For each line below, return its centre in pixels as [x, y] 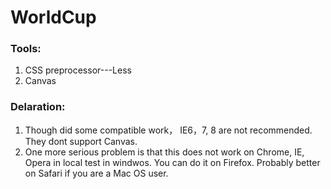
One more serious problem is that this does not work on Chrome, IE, [164, 152]
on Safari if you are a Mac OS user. [96, 173]
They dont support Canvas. [81, 141]
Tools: [26, 49]
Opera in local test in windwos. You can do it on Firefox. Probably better [172, 162]
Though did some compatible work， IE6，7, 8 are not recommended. [168, 130]
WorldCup [53, 17]
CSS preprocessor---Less [78, 70]
